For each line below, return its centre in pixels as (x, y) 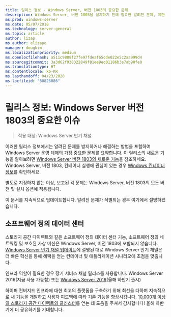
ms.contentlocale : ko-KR (32, 72)
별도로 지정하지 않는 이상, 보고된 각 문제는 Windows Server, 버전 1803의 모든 (82, 182)
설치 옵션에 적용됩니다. (38, 189)
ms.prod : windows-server (32, 19)
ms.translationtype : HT (31, 67)
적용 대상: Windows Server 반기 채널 (55, 135)
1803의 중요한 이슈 (43, 120)
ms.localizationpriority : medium (41, 52)
